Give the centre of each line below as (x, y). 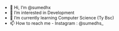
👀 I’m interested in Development (42, 13)
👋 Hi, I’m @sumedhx (30, 8)
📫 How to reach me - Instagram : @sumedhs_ (57, 23)
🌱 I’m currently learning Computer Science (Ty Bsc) (62, 18)
